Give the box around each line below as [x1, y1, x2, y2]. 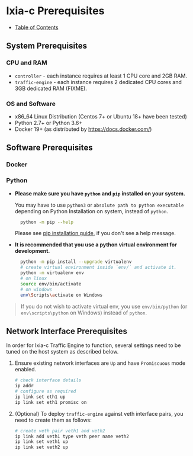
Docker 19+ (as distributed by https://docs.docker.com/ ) [14, 126, 152, 133]
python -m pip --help [20, 219, 74, 225]
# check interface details [14, 377, 82, 383]
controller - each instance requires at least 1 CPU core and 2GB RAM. [14, 72, 188, 79]
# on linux [20, 275, 47, 282]
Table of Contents [14, 24, 59, 31]
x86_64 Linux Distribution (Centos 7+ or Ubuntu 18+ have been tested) [14, 113, 188, 120]
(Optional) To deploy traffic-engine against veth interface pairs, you [14, 410, 184, 417]
